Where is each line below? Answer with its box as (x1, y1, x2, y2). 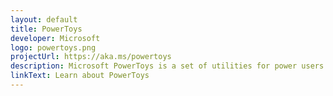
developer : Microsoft (10, 33, 101, 43)
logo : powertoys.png (10, 42, 97, 53)
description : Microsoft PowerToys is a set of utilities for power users (10, 61, 325, 71)
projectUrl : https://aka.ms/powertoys (10, 52, 172, 62)
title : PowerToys (10, 24, 83, 34)
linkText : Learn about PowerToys (10, 71, 150, 81)
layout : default (10, 14, 78, 25)
